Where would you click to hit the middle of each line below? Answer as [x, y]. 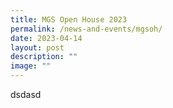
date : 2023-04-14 [46, 38]
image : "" [31, 66]
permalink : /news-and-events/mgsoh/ [86, 29]
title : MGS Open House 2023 [69, 19]
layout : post [37, 47]
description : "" [44, 57]
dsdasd [26, 94]
